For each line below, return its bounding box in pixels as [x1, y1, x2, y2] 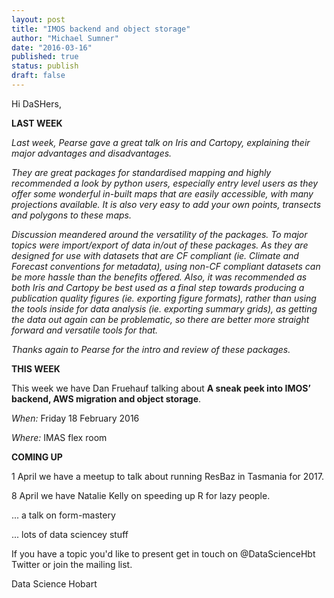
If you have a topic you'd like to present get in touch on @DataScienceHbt [11, 547, 316, 560]
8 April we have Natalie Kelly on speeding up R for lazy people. [11, 489, 271, 501]
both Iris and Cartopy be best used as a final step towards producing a [11, 281, 305, 293]
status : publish [11, 61, 79, 71]
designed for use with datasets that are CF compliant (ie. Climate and [11, 249, 299, 261]
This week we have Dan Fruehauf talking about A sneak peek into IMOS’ [11, 382, 311, 394]
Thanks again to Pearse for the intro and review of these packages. [11, 343, 291, 355]
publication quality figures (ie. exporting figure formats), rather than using [11, 292, 317, 304]
